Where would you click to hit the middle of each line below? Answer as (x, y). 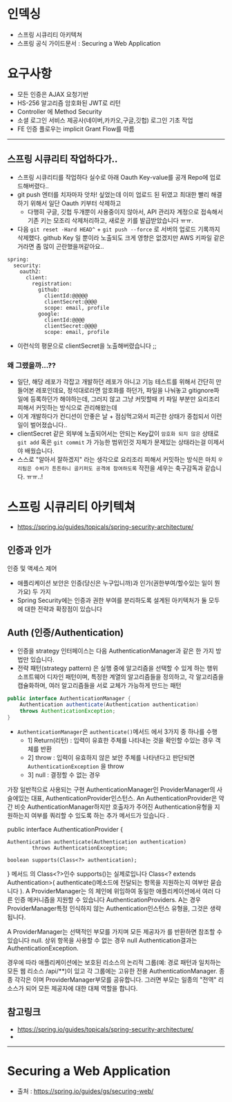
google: (49, 314)
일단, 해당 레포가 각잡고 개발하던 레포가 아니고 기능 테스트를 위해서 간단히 (116, 382)
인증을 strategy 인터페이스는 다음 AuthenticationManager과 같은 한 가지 (115, 651)
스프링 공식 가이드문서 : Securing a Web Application (89, 43)
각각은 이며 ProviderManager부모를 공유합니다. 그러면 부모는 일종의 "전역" (115, 980)
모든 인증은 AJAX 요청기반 (53, 94)
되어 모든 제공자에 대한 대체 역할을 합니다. (81, 989)
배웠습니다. (40, 451)
